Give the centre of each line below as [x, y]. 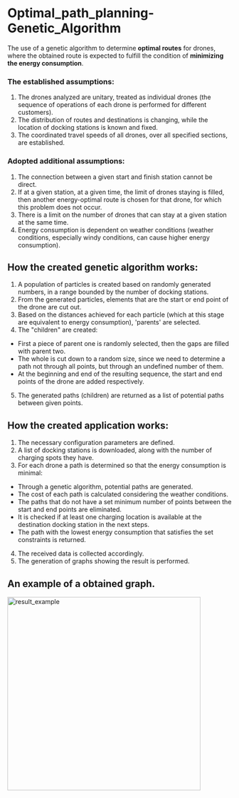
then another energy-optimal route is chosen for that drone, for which [119, 199]
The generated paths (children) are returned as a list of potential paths [121, 395]
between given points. [50, 403]
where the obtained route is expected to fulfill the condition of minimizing [116, 56]
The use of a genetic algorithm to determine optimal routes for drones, [111, 48]
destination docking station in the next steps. [84, 525]
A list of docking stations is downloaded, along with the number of [115, 450]
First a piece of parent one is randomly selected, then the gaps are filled [123, 344]
